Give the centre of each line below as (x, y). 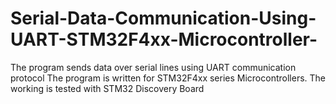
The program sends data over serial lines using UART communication (153, 67)
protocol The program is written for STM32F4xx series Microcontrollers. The (168, 78)
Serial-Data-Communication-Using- (163, 18)
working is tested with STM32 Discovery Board (107, 88)
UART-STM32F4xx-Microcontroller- (164, 39)
